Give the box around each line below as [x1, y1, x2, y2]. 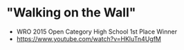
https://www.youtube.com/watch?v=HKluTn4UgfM [16, 34, 162, 42]
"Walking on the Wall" [6, 5, 136, 21]
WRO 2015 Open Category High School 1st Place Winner [16, 27, 178, 36]
